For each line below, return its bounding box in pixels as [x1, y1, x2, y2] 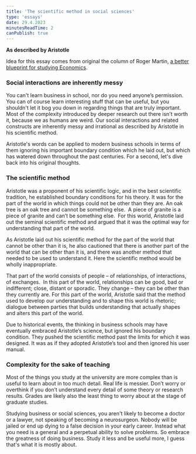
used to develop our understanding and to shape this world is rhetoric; [6, 297, 176, 304]
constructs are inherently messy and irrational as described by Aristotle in [6, 123, 184, 130]
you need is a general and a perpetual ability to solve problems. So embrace [6, 429, 190, 436]
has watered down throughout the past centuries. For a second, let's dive [6, 153, 183, 160]
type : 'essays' [6, 14, 43, 20]
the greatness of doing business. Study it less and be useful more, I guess [6, 435, 185, 442]
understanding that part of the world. [6, 224, 95, 231]
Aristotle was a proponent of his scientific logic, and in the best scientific [6, 187, 181, 194]
